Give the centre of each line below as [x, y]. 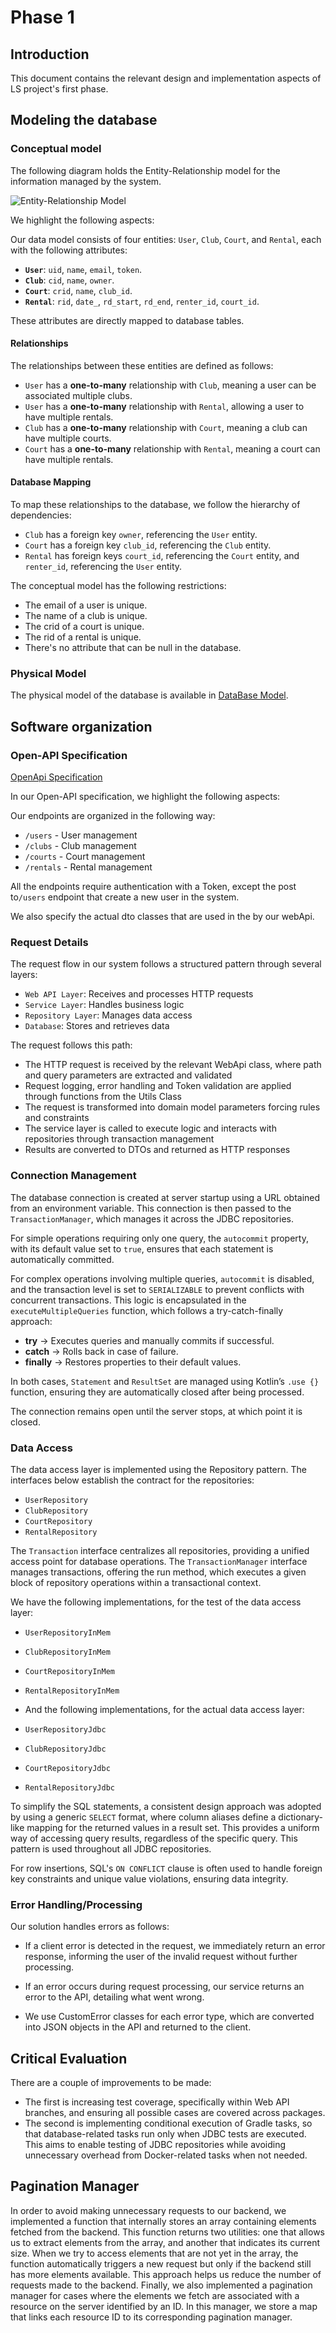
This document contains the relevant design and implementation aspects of [166, 78]
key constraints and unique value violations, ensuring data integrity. [149, 1878]
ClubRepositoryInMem [67, 1652]
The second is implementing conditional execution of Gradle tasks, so [168, 2123]
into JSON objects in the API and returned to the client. [138, 2027]
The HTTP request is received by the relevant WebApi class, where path [173, 1065]
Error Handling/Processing [76, 1904]
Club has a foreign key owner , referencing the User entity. [141, 535]
